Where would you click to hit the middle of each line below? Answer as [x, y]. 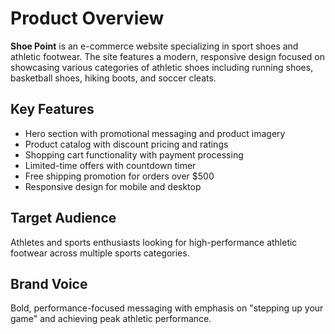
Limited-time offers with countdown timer [110, 165]
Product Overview [87, 18]
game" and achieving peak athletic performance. [111, 319]
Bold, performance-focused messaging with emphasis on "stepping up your [167, 308]
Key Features [52, 109]
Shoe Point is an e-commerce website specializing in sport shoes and [154, 46]
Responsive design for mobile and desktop [113, 186]
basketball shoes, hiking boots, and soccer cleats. [113, 78]
